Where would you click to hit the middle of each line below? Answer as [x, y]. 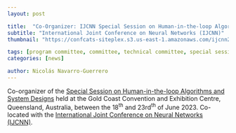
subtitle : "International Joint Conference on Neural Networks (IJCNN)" [116, 33]
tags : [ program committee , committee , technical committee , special [110, 52]
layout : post [26, 14]
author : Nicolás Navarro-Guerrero [58, 71]
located [18, 114]
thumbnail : [23, 39]
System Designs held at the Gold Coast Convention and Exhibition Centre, [114, 98]
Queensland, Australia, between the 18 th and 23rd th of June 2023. [103, 106]
